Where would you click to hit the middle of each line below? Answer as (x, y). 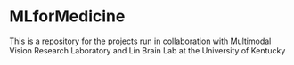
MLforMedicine (67, 16)
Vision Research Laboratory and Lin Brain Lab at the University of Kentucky (147, 50)
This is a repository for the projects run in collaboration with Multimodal (140, 41)
